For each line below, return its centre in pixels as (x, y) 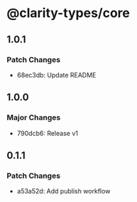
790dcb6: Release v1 (48, 133)
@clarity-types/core (68, 13)
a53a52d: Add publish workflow (64, 191)
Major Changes (34, 117)
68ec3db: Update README (56, 75)
